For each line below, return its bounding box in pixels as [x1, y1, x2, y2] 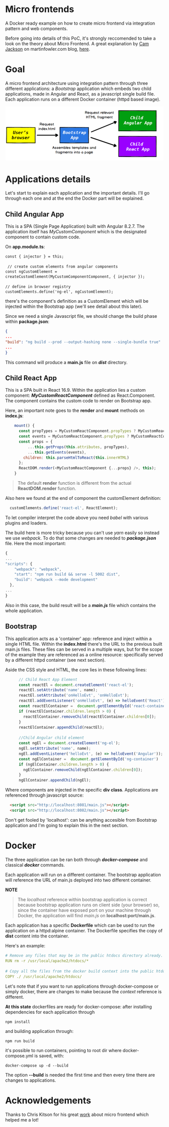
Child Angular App [5, 210, 64, 218]
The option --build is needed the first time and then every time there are [5, 1072, 155, 1078]
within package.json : [5, 318, 49, 325]
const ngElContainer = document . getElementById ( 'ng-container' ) [18, 756, 158, 761]
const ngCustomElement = [5, 269, 57, 275]
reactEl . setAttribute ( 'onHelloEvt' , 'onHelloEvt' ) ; [18, 693, 129, 698]
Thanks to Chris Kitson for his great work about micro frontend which [5, 1111, 149, 1117]
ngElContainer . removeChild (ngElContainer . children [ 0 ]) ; [23, 767, 143, 772]
